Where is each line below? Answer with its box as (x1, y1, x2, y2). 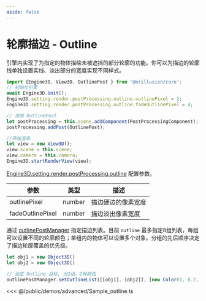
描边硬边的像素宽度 (91, 198, 147, 206)
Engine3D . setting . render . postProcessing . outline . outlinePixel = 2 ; (6, 96, 183, 102)
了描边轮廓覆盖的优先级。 (6, 241, 71, 249)
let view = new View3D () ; (6, 141, 72, 147)
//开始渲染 (6, 135, 31, 141)
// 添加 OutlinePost (6, 112, 57, 119)
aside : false (6, 9, 40, 15)
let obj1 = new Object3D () (6, 254, 75, 260)
